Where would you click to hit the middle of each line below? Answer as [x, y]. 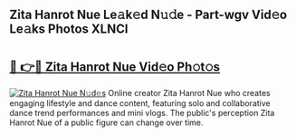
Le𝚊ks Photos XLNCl [69, 29]
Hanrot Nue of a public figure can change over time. [106, 122]
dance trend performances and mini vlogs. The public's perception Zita [142, 113]
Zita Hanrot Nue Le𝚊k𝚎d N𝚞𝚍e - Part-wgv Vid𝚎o [148, 15]
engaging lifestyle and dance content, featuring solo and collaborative [140, 103]
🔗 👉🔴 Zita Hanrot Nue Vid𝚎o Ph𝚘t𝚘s [115, 67]
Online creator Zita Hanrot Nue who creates [189, 93]
